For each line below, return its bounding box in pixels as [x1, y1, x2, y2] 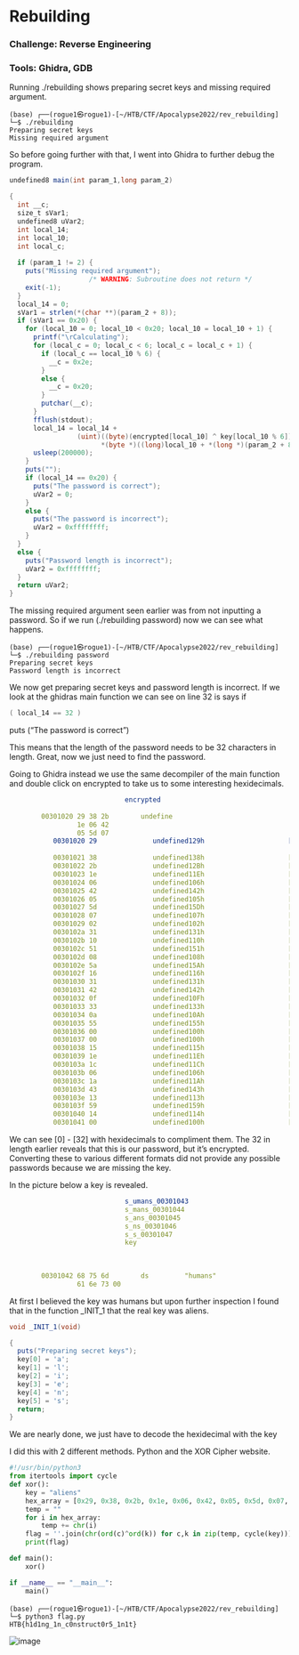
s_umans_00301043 [124, 1197, 190, 1207]
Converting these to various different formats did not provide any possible [9, 1153, 280, 1164]
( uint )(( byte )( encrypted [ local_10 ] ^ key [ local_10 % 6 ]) [77, 432, 293, 441]
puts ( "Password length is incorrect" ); [25, 556, 174, 565]
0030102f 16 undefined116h [53, 969, 205, 978]
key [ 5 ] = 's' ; [17, 1396, 69, 1405]
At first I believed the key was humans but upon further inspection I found [9, 1296, 279, 1306]
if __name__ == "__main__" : [9, 1578, 114, 1587]
